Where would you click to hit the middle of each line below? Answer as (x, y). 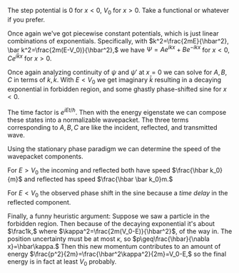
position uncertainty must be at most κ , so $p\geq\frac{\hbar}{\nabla (109, 239)
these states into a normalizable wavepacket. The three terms (98, 120)
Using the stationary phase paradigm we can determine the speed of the (114, 148)
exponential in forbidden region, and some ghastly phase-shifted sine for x (117, 89)
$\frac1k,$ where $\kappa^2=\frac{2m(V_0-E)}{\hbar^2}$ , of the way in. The (120, 232)
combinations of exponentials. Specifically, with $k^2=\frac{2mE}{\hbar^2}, (118, 41)
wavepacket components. (45, 156)
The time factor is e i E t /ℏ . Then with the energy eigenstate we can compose (117, 111)
